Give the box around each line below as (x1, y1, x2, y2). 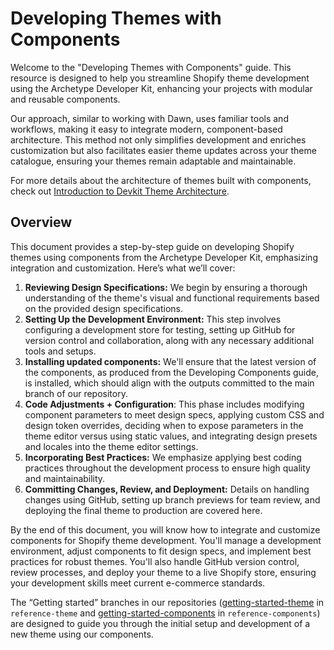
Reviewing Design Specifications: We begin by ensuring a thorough (24, 281, 308, 293)
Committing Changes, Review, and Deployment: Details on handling (24, 483, 310, 495)
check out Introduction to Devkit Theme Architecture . (10, 185, 230, 197)
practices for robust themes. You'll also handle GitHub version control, (10, 555, 300, 567)
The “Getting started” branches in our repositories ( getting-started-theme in (10, 596, 325, 608)
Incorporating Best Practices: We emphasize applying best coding (24, 451, 302, 463)
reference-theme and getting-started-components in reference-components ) (10, 607, 321, 619)
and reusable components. (10, 93, 121, 105)
